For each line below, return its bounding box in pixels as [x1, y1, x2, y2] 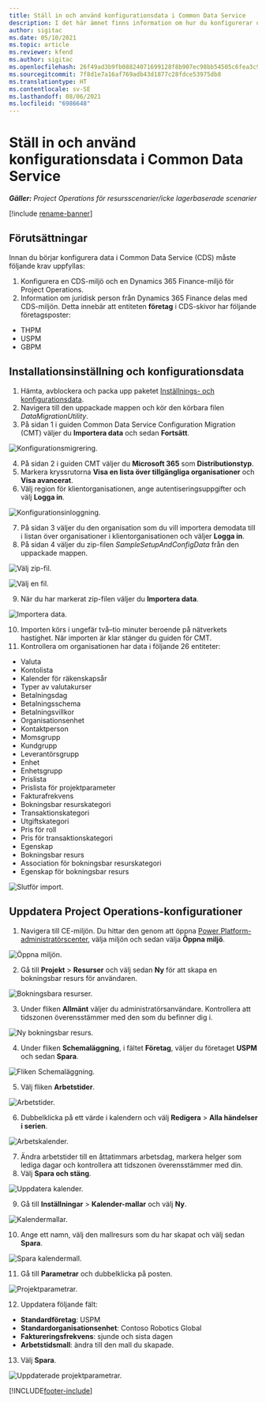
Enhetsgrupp [20, 766, 63, 775]
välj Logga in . [20, 492, 66, 502]
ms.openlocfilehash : [9, 63, 77, 71]
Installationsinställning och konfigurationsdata [9, 365, 244, 379]
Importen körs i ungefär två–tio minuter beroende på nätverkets [20, 624, 227, 634]
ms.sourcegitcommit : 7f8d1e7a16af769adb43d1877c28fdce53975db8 [9, 70, 222, 78]
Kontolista [20, 665, 54, 674]
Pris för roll [20, 824, 57, 834]
